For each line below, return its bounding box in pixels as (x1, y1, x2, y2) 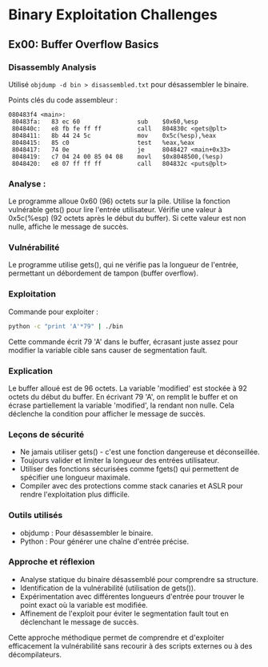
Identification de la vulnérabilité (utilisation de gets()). (19, 583, 196, 593)
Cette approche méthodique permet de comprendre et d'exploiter (8, 633, 225, 642)
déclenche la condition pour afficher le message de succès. (8, 408, 206, 418)
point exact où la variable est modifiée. (19, 600, 148, 609)
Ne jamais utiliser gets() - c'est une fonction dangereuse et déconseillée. (19, 447, 260, 457)
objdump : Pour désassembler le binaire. (19, 528, 154, 537)
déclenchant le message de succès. (19, 617, 139, 626)
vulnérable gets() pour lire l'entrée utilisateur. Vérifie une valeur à (8, 205, 222, 215)
